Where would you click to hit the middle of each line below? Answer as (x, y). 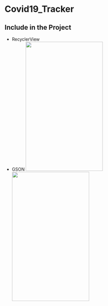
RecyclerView (26, 39)
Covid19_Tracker (39, 9)
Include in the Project (38, 27)
